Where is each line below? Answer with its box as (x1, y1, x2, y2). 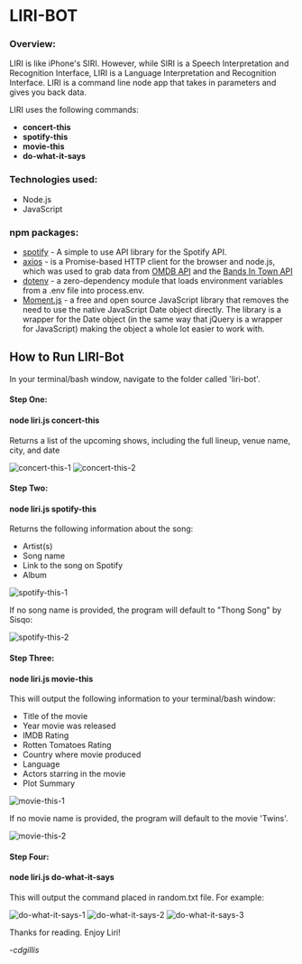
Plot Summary (22, 778, 76, 789)
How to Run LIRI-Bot (9, 350, 124, 365)
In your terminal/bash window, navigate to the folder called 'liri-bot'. (9, 373, 261, 384)
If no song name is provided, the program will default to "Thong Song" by (9, 604, 282, 615)
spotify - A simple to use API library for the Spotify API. (22, 247, 227, 257)
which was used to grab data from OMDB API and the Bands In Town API (22, 266, 293, 276)
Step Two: (9, 482, 49, 493)
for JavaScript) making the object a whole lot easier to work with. (22, 323, 265, 334)
